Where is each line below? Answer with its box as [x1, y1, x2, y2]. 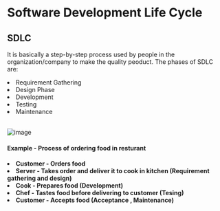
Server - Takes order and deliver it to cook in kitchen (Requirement [16, 167, 210, 175]
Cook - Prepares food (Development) [16, 181, 124, 190]
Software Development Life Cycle [7, 5, 203, 21]
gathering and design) [7, 174, 72, 183]
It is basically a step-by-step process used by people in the [7, 50, 175, 58]
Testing [16, 100, 37, 108]
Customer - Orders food [16, 159, 86, 168]
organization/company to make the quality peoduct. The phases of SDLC [7, 58, 214, 66]
